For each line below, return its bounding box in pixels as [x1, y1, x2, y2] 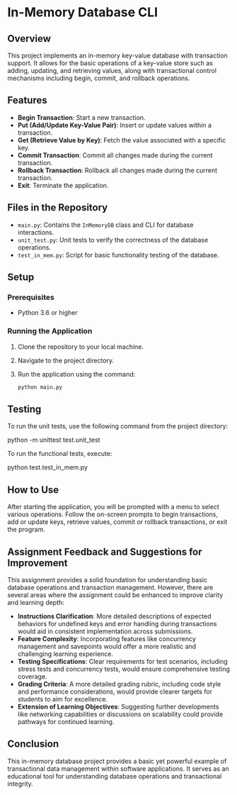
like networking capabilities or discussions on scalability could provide [17, 710, 224, 718]
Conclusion [7, 738, 59, 750]
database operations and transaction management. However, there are [7, 583, 214, 591]
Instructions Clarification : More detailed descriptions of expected [17, 611, 212, 621]
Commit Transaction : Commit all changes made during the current [17, 150, 213, 160]
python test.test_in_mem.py [7, 463, 88, 472]
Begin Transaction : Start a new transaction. [17, 113, 146, 121]
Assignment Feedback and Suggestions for [7, 545, 203, 557]
